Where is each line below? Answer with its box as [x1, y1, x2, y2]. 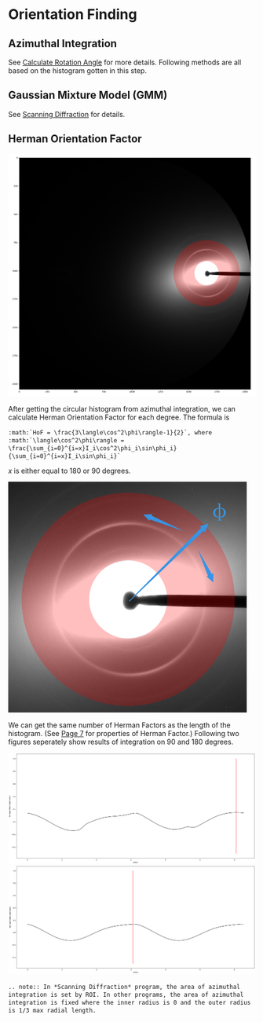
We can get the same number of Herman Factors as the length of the [8, 720, 231, 730]
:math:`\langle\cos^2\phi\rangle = [8, 436, 125, 445]
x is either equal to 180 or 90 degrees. [8, 466, 131, 475]
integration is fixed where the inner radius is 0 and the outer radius [8, 998, 251, 1006]
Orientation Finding [8, 5, 137, 24]
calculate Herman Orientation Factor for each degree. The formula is [8, 412, 230, 422]
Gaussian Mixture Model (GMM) [8, 89, 168, 102]
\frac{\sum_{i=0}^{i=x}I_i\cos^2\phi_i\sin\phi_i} [8, 444, 177, 452]
